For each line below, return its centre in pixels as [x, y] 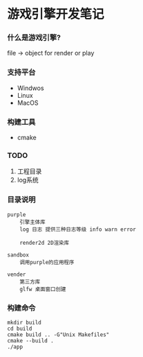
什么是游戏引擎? [34, 37]
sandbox [18, 255]
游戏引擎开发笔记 [56, 14]
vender [17, 275]
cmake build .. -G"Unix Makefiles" [58, 334]
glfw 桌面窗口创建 [43, 289]
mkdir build [24, 322]
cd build [20, 329]
